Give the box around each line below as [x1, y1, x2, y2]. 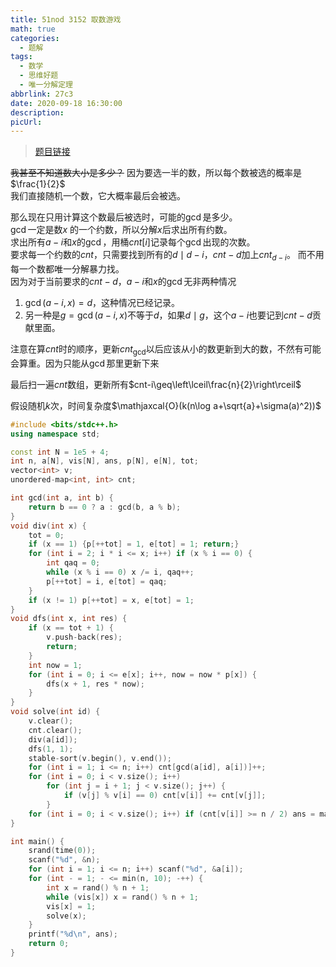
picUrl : [10, 117, 43, 127]
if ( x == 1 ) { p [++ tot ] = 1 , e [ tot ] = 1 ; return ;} [28, 539, 240, 550]
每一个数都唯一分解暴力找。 [10, 263, 125, 275]
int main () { [10, 836, 65, 846]
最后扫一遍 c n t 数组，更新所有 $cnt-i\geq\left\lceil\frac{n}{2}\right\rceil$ [10, 378, 302, 390]
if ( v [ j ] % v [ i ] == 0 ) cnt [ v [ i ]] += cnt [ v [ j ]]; [63, 791, 267, 801]
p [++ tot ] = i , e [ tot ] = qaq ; [46, 576, 168, 586]
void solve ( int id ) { [10, 707, 101, 717]
